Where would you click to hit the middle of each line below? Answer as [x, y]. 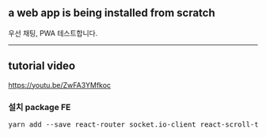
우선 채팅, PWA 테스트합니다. [53, 33]
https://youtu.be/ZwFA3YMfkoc [60, 85]
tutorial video [42, 66]
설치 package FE [40, 107]
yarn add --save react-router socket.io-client [102, 124]
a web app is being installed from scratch [112, 13]
